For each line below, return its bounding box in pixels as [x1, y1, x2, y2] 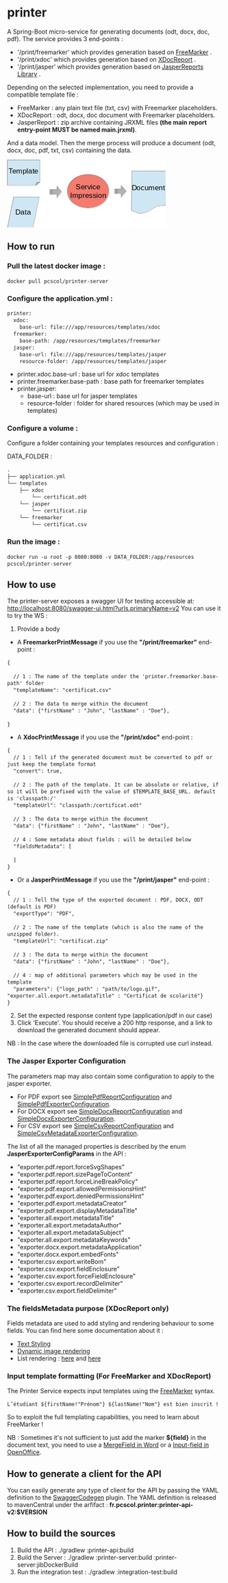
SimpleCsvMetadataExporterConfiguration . [16, 1129, 139, 1137]
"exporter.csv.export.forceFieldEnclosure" [16, 1272, 136, 1280]
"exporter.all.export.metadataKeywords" [16, 1235, 131, 1244]
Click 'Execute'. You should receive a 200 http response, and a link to [16, 1019, 213, 1027]
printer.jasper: [16, 384, 57, 392]
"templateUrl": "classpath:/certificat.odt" [13, 802, 142, 809]
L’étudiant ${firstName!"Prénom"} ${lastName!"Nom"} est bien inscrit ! [7, 1401, 219, 1408]
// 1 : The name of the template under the [13, 673, 139, 680]
